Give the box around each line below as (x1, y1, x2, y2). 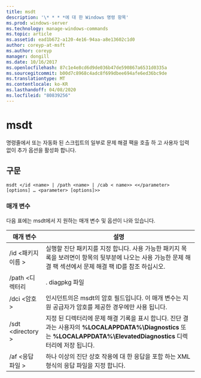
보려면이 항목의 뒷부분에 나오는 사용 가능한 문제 (58, 253, 184, 262)
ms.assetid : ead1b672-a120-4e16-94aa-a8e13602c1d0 (6, 37, 135, 43)
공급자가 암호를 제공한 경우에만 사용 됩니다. (53, 302, 167, 311)
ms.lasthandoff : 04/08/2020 (6, 87, 77, 93)
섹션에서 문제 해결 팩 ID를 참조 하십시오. (59, 262, 166, 271)
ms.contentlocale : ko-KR (6, 82, 68, 88)
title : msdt (6, 8, 36, 15)
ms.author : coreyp (6, 48, 52, 54)
